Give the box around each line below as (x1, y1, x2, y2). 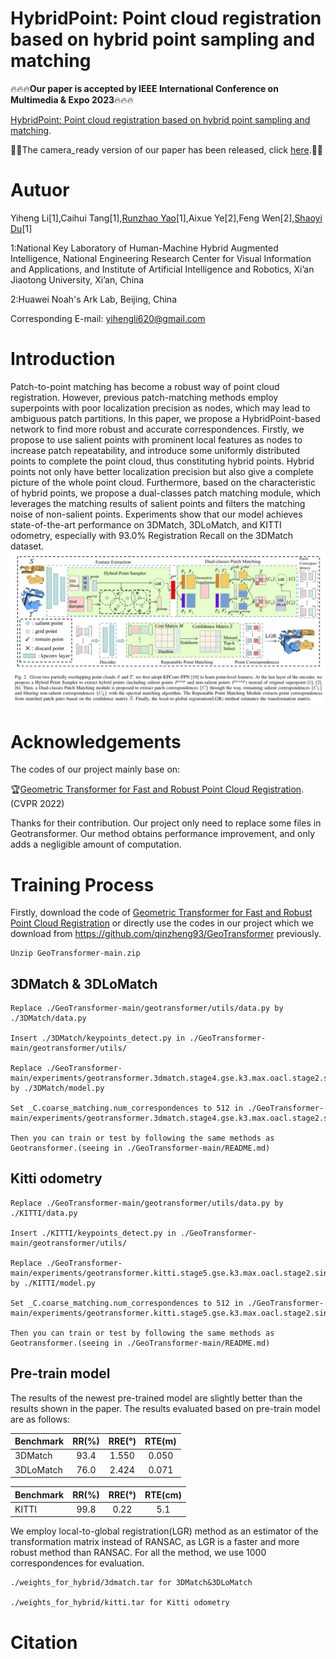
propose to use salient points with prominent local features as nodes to (10, 433, 303, 446)
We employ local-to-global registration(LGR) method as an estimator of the (10, 1525, 319, 1537)
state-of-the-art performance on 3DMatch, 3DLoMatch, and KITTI (10, 518, 282, 531)
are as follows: (10, 1413, 71, 1425)
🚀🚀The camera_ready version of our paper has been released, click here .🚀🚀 (10, 143, 324, 156)
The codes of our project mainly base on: (10, 763, 181, 776)
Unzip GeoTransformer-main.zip (10, 948, 141, 959)
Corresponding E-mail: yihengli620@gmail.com (10, 312, 206, 324)
